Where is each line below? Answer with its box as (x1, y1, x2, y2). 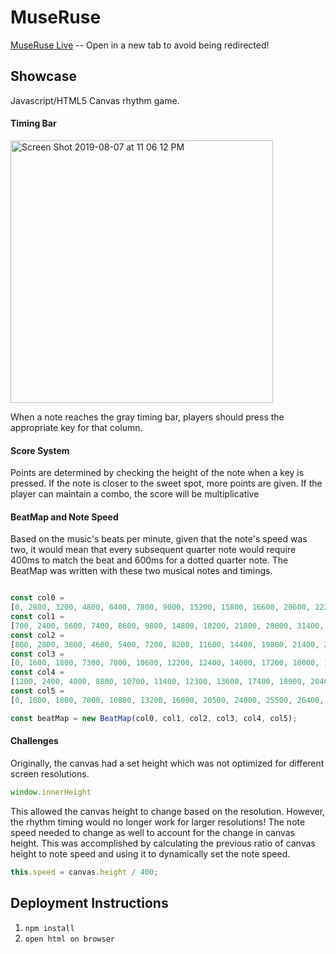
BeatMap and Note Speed (10, 511, 119, 523)
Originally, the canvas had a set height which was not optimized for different (10, 757, 325, 769)
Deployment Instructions (10, 895, 169, 912)
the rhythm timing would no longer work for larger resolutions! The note (10, 816, 306, 828)
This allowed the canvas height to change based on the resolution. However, (10, 805, 326, 817)
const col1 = (10, 612, 65, 622)
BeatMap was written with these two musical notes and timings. (10, 565, 273, 577)
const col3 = (10, 649, 65, 659)
